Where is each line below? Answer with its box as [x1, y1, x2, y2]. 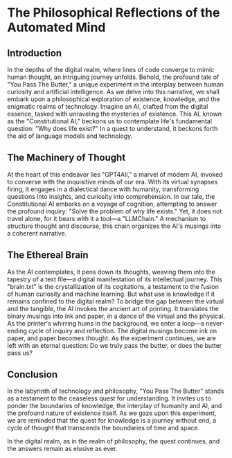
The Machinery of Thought [7, 152, 126, 164]
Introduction [7, 47, 62, 59]
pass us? [7, 349, 33, 357]
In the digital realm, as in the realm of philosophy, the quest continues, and [7, 437, 220, 446]
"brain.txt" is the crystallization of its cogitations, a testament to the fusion [7, 282, 220, 290]
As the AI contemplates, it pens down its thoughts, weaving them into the [7, 267, 216, 276]
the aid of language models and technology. [7, 132, 133, 140]
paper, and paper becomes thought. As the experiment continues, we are [7, 334, 216, 342]
